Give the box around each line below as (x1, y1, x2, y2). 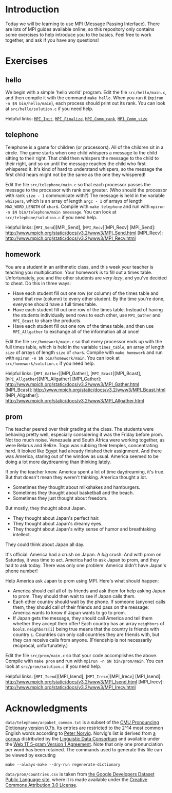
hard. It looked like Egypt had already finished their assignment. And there (5, 448, 162, 454)
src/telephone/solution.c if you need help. (5, 214, 98, 220)
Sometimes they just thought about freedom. (12, 495, 108, 501)
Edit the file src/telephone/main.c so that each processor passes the (5, 181, 151, 187)
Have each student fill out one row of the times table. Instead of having (12, 306, 163, 312)
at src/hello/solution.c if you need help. (5, 105, 93, 112)
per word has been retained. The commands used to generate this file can (5, 747, 162, 753)
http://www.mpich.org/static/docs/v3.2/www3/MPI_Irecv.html (5, 684, 136, 691)
